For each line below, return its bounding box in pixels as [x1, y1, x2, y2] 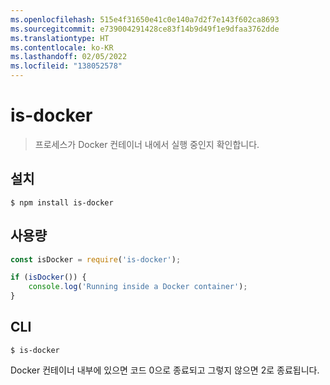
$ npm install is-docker [10, 197, 114, 208]
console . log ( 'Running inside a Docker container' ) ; [28, 282, 248, 292]
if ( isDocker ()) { [10, 272, 87, 283]
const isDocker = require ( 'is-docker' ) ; [10, 254, 182, 265]
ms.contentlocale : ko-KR [10, 42, 114, 53]
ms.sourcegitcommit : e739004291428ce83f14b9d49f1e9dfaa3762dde [10, 24, 280, 34]
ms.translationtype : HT [10, 33, 110, 43]
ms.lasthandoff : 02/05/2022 [10, 52, 128, 62]
